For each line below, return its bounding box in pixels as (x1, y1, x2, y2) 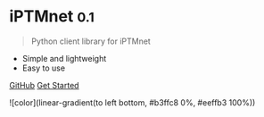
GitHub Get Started (9, 79, 79, 90)
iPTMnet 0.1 (9, 6, 95, 27)
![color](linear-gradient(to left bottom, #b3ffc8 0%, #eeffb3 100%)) (9, 96, 256, 108)
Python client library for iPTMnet (30, 36, 152, 46)
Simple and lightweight (21, 53, 107, 63)
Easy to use (21, 63, 65, 73)
